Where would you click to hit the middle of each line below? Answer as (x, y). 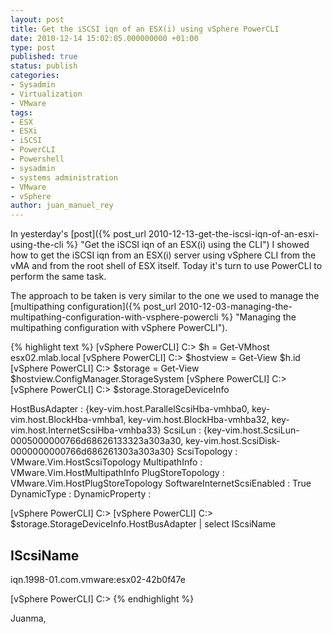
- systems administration (64, 177)
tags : (21, 112)
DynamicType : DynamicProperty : (81, 494)
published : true (44, 57)
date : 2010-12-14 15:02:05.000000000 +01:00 (104, 38)
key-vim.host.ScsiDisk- (233, 441)
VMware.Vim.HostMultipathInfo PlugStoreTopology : (117, 473)
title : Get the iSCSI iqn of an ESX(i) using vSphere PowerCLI (145, 29)
